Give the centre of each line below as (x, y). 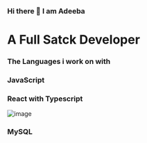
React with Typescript (45, 99)
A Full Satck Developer (74, 40)
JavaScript (26, 80)
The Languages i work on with (59, 62)
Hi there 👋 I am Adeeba (46, 11)
